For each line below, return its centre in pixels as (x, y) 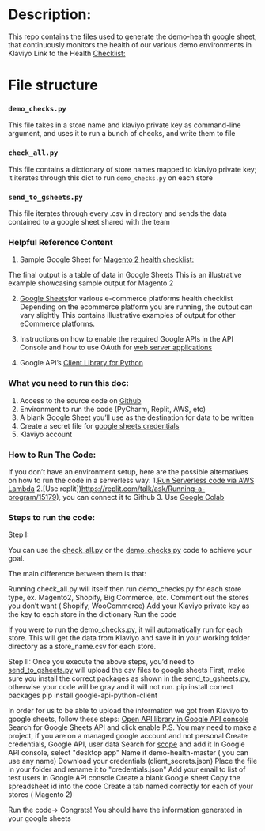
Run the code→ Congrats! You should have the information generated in (125, 810)
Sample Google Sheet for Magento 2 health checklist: (107, 259)
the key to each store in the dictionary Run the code (93, 614)
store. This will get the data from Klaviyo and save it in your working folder (129, 638)
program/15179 (32, 497)
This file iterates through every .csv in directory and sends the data (117, 213)
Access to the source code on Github (80, 400)
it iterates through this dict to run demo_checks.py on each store (111, 178)
